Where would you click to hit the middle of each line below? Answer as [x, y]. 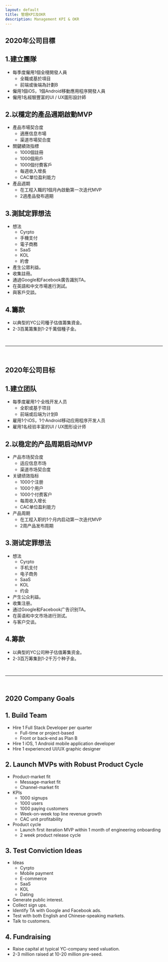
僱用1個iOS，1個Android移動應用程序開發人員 [59, 91]
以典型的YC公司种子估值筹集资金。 [48, 652]
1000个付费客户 [36, 494]
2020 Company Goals [40, 699]
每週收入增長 [33, 171]
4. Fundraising [28, 937]
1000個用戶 [31, 158]
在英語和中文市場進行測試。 [41, 286]
